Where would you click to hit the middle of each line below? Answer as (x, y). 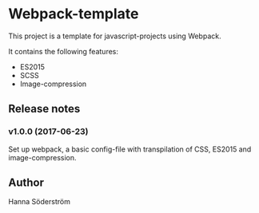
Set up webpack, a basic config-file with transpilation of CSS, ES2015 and (130, 149)
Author (26, 183)
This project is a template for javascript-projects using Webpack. (115, 36)
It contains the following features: (63, 51)
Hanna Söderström (39, 202)
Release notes (44, 109)
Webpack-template (74, 14)
